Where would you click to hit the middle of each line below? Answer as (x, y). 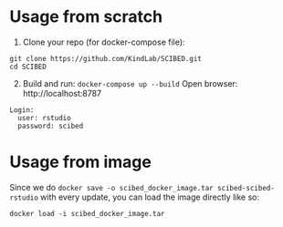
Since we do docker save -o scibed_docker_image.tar (111, 187)
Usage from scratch (86, 17)
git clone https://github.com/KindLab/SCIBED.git (106, 58)
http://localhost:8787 (62, 93)
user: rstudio (44, 118)
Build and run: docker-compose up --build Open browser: (130, 83)
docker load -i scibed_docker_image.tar (88, 213)
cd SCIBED (28, 67)
